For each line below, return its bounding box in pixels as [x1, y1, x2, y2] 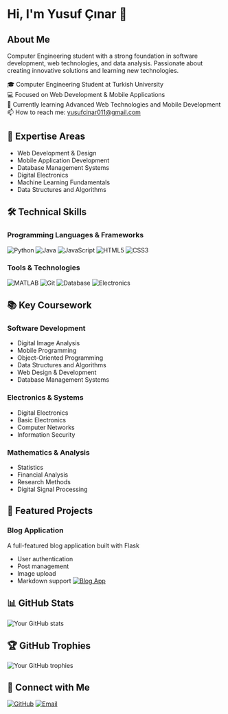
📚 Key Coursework [7, 299, 92, 312]
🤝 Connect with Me [7, 681, 91, 693]
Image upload [16, 569, 56, 577]
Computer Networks [16, 423, 76, 431]
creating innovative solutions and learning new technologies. [7, 67, 179, 74]
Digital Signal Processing [16, 485, 88, 494]
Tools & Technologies [7, 263, 80, 272]
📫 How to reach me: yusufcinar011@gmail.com [7, 108, 141, 116]
